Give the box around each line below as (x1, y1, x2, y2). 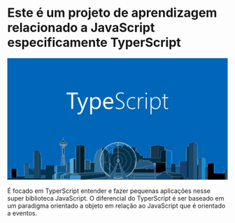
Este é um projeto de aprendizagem (7, 5, 218, 21)
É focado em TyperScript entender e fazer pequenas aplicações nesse (7, 187, 211, 195)
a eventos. (7, 209, 37, 217)
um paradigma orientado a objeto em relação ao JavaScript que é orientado (7, 201, 226, 210)
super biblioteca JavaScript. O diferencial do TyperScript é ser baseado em (7, 194, 225, 203)
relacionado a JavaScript (7, 20, 155, 36)
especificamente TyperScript (7, 35, 182, 50)
